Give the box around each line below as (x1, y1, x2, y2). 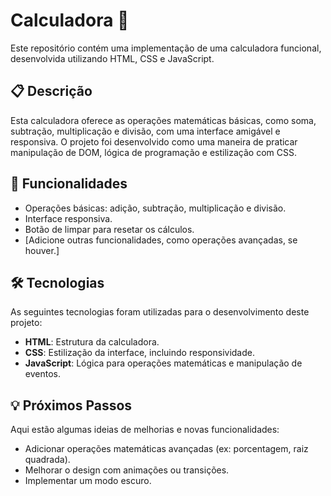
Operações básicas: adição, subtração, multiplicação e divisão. (24, 202, 287, 214)
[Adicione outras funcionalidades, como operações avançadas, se (24, 234, 298, 246)
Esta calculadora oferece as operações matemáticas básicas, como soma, (10, 114, 317, 126)
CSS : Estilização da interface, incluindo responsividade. (24, 347, 255, 359)
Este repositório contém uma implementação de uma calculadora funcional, (10, 42, 322, 54)
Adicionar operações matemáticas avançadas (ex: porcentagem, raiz (24, 443, 309, 455)
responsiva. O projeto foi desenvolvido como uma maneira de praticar (10, 135, 298, 148)
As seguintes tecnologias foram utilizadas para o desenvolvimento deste (10, 306, 310, 318)
